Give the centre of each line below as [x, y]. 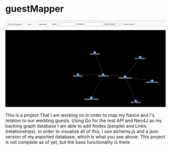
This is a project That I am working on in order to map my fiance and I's [80, 115]
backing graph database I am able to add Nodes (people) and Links [76, 126]
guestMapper [35, 9]
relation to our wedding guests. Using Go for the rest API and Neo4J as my [83, 121]
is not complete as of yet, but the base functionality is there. [68, 142]
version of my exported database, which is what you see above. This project [85, 137]
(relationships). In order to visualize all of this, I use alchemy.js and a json [82, 131]
